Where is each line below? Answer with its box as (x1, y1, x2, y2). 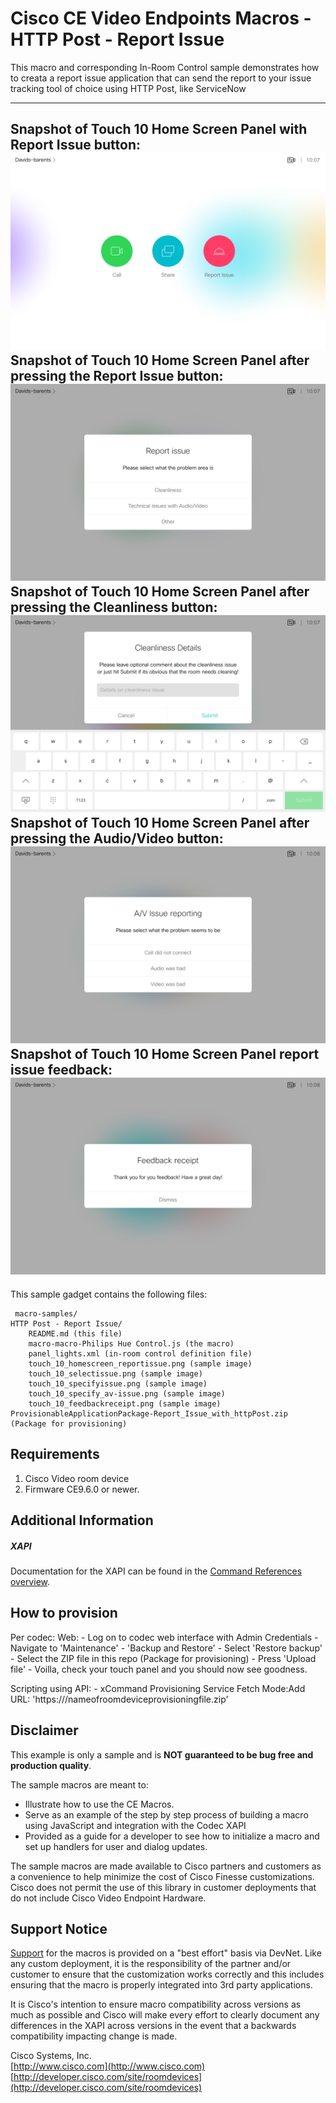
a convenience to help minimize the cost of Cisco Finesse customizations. (10, 1870, 315, 1882)
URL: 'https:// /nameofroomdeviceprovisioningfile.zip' (10, 1693, 229, 1705)
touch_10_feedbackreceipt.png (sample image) (28, 1398, 222, 1409)
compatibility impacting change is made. (10, 2030, 178, 2042)
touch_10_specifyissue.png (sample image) (28, 1378, 208, 1389)
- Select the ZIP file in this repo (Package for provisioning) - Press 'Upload (10, 1652, 317, 1664)
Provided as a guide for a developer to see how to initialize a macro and (24, 1830, 320, 1842)
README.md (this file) (28, 1328, 123, 1339)
